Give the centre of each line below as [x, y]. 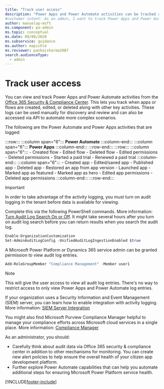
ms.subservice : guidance [30, 41]
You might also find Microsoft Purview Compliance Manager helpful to [76, 317]
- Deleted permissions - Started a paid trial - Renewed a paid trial [71, 157]
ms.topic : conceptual [27, 32]
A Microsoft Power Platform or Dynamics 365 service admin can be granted [81, 250]
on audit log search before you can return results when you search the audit [82, 222]
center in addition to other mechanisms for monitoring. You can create [83, 351]
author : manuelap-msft [28, 23]
